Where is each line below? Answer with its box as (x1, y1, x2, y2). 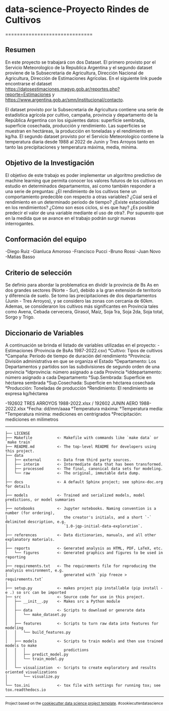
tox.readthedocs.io (5, 687, 46, 692)
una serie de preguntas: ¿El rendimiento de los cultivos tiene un (5, 188, 137, 194)
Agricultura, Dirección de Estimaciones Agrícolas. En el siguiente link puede (5, 75, 162, 81)
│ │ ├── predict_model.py (5, 652, 69, 657)
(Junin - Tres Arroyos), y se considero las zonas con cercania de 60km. (5, 298, 154, 304)
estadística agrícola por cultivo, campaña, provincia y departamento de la (5, 112, 158, 118)
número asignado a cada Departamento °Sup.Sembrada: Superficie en (5, 374, 152, 380)
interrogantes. (5, 220, 34, 226)
